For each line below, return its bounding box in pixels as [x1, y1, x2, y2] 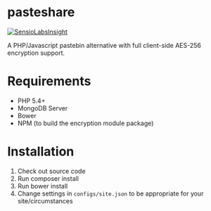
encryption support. [7, 49, 65, 57]
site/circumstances [17, 196, 73, 205]
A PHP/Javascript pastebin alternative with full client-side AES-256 [7, 41, 202, 49]
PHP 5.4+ [17, 96, 46, 105]
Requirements [7, 73, 91, 89]
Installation [7, 143, 75, 160]
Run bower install [17, 181, 68, 190]
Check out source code [17, 167, 86, 175]
